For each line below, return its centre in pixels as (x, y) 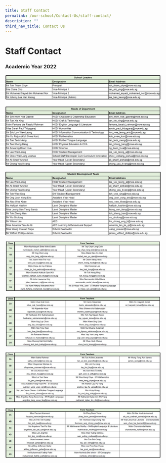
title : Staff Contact (27, 10)
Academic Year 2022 (31, 67)
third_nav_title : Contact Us (35, 26)
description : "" (22, 21)
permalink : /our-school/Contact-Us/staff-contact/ (58, 16)
